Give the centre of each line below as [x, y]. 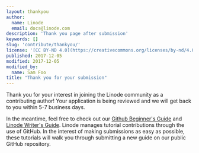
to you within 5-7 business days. [46, 107]
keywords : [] [22, 39]
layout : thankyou [28, 12]
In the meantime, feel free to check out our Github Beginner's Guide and [94, 119]
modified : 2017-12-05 [33, 61]
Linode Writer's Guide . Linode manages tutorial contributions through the [95, 125]
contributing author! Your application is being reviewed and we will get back [99, 101]
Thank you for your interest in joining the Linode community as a [85, 95]
